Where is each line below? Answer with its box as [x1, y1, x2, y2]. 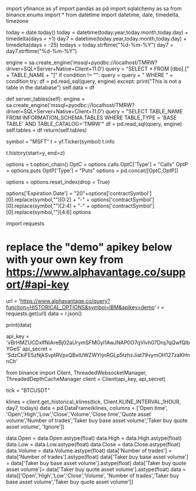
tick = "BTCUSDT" [6, 386, 50, 393]
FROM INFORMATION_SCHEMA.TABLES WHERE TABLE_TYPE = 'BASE [6, 114, 177, 121]
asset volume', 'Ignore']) [6, 423, 65, 430]
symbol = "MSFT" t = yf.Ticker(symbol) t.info [6, 138, 115, 145]
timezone [6, 18, 29, 24]
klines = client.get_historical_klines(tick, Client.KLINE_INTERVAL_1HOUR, [6, 398, 181, 405]
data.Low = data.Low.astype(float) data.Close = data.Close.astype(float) [6, 440, 181, 447]
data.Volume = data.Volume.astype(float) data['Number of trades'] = [6, 447, 172, 454]
